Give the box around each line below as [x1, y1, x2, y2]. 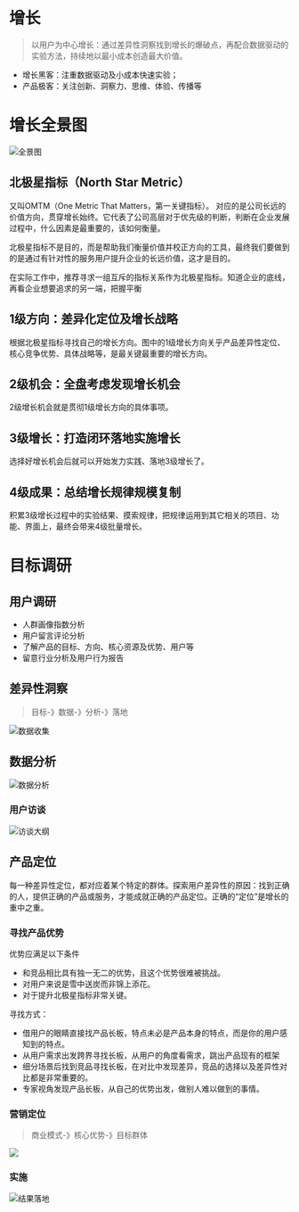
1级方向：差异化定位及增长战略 [9, 311, 179, 326]
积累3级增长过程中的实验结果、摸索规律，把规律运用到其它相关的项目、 [9, 509, 271, 520]
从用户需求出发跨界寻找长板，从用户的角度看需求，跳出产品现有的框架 [21, 1050, 280, 1060]
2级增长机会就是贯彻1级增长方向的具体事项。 [9, 402, 174, 413]
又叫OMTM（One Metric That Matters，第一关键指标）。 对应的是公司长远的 [9, 200, 287, 210]
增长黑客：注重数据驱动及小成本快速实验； [21, 69, 179, 80]
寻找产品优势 [9, 927, 65, 939]
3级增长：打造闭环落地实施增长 [9, 430, 181, 446]
